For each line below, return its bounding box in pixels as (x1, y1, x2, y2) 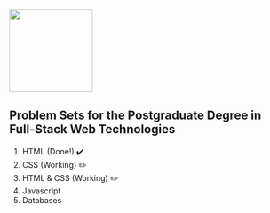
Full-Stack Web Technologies (9, 122, 176, 137)
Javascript (21, 185, 61, 196)
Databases (21, 194, 62, 205)
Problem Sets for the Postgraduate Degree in (9, 108, 262, 123)
